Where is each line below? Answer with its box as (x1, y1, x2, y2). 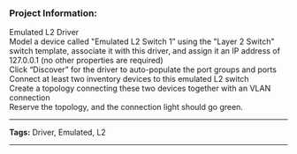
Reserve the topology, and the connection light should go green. (9, 102, 243, 113)
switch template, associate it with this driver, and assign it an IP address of (9, 46, 281, 56)
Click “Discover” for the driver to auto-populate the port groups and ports (9, 64, 277, 75)
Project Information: (9, 7, 97, 19)
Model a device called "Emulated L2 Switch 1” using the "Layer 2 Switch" (9, 36, 276, 47)
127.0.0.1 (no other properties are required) (9, 55, 164, 66)
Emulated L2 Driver (9, 27, 80, 38)
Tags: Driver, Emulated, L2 (9, 127, 106, 138)
